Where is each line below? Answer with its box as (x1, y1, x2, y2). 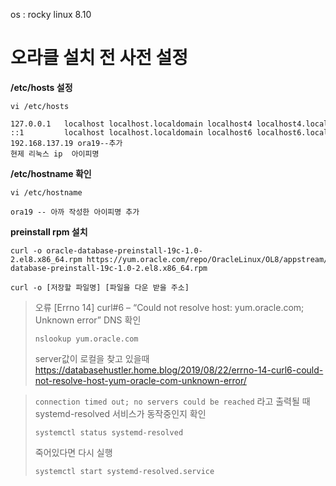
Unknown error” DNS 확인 (34, 314, 142, 326)
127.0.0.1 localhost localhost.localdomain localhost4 (10, 119, 253, 129)
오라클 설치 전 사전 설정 (10, 47, 189, 69)
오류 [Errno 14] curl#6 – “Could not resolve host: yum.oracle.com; (34, 301, 305, 313)
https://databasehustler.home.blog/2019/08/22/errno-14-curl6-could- (34, 364, 324, 376)
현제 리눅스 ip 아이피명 (10, 149, 100, 159)
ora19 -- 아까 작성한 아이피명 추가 (10, 207, 140, 217)
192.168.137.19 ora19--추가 (10, 138, 123, 148)
